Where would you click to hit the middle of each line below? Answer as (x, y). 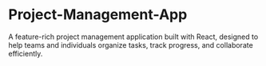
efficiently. (26, 53)
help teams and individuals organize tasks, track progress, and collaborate (131, 45)
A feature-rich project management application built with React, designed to (133, 37)
